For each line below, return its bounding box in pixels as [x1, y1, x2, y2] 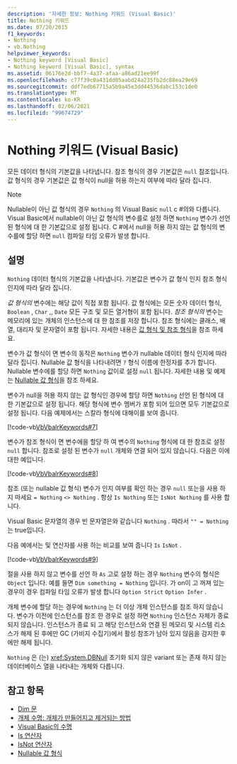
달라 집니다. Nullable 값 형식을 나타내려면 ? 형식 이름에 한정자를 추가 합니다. [7, 358, 217, 366]
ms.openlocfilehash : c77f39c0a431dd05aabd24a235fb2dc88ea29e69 [7, 76, 198, 84]
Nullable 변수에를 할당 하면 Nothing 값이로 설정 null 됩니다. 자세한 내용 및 [7, 366, 213, 375]
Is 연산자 [17, 731, 42, 740]
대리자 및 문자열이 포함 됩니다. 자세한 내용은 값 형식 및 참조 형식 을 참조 [16, 324, 211, 334]
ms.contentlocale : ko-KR [7, 97, 81, 104]
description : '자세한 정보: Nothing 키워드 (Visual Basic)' [7, 10, 177, 18]
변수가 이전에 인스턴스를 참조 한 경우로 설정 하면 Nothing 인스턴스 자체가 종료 [16, 611, 229, 620]
